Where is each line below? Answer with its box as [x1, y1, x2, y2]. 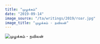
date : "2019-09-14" [5, 11, 44, 16]
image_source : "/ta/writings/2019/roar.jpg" [5, 16, 96, 21]
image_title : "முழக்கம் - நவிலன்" [5, 20, 69, 25]
